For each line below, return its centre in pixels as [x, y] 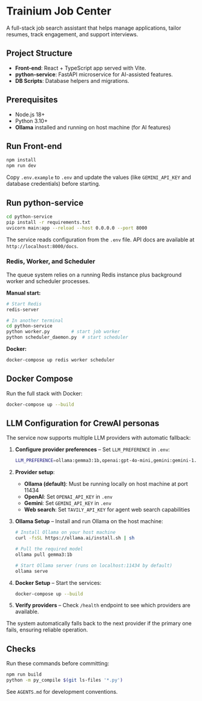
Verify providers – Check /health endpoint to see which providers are [103, 605]
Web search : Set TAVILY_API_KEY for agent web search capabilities [107, 510]
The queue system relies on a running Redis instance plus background [94, 275]
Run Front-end [34, 146]
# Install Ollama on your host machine [65, 533]
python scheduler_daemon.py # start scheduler [67, 337]
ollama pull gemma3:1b [44, 555]
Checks [21, 649]
